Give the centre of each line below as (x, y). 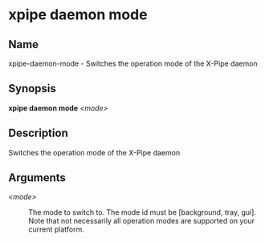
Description (38, 133)
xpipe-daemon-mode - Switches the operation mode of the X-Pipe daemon (133, 63)
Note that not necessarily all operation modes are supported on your (142, 221)
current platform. (56, 229)
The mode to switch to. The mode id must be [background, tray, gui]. (143, 212)
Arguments (37, 178)
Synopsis (32, 89)
